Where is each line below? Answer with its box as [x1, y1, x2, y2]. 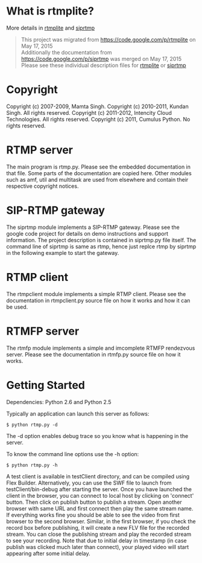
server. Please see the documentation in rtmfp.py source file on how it [6, 350, 181, 358]
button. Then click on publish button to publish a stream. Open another [6, 498, 182, 506]
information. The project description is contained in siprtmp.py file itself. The [6, 236, 197, 243]
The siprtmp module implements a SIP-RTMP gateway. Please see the [6, 224, 180, 231]
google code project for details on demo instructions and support [6, 230, 169, 237]
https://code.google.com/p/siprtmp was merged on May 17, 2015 [21, 55, 182, 62]
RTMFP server [6, 324, 80, 338]
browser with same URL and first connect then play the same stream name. [6, 504, 194, 512]
